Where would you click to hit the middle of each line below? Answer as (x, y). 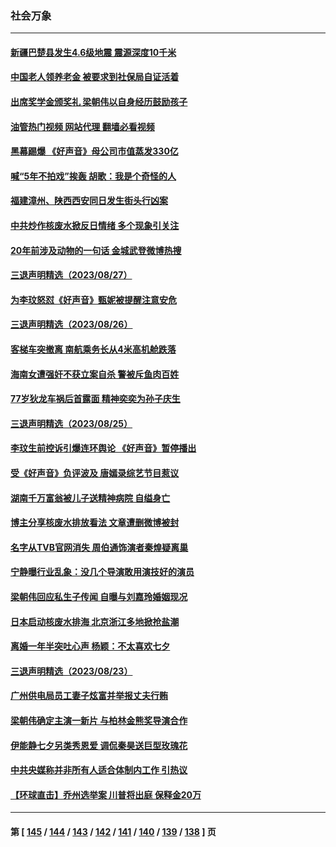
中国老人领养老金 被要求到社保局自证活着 (95, 77)
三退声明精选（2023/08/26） (71, 324)
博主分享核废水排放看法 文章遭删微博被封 (95, 523)
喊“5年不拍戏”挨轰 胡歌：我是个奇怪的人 (93, 176)
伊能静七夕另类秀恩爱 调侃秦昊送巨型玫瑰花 (99, 745)
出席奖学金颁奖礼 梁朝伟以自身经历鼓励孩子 (99, 102)
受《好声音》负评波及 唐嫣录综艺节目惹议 (95, 473)
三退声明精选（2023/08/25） (71, 423)
